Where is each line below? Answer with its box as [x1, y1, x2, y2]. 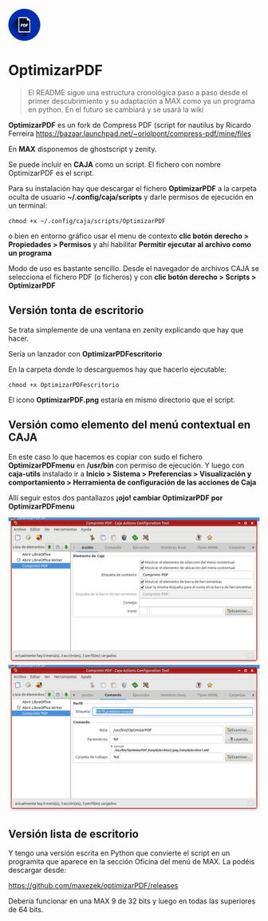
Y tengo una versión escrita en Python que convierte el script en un [8, 848, 231, 858]
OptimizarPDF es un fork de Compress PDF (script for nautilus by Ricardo [8, 120, 251, 130]
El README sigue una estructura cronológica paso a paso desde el [27, 87, 248, 97]
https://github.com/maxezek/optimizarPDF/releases [8, 881, 179, 891]
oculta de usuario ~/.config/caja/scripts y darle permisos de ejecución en [8, 192, 254, 201]
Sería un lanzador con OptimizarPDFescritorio [8, 349, 162, 358]
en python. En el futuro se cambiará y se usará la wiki [27, 105, 204, 114]
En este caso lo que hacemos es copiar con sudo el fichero [8, 452, 203, 461]
